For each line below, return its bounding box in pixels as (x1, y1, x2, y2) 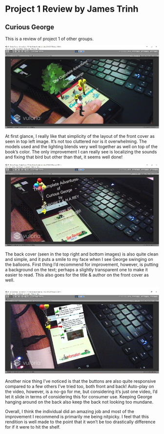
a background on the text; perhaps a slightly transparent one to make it (5, 266, 148, 272)
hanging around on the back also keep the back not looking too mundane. (5, 399, 154, 405)
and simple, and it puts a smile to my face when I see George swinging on (5, 256, 153, 262)
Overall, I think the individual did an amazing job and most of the (5, 409, 134, 414)
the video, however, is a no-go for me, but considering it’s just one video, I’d (5, 389, 158, 394)
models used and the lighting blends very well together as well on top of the (5, 143, 158, 150)
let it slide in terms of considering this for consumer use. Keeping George (5, 394, 152, 400)
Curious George (5, 23, 55, 31)
